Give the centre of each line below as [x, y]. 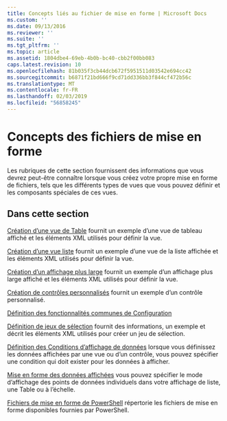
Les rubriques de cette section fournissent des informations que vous [106, 170]
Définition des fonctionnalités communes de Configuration [89, 312]
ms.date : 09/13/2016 [37, 26]
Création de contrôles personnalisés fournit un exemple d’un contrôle [105, 292]
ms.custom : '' [27, 20]
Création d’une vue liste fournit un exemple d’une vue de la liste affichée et [113, 251]
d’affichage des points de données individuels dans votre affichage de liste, [114, 382]
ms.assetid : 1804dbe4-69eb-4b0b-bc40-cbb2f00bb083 [81, 58]
